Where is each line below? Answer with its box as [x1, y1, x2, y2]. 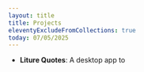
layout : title [8, 11, 55, 20]
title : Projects [8, 19, 62, 27]
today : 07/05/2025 [8, 33, 69, 42]
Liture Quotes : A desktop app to [19, 55, 126, 65]
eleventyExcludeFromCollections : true [8, 26, 136, 34]
